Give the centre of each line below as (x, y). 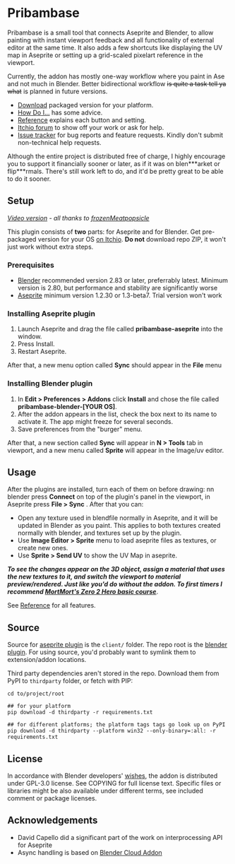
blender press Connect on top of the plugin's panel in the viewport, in (109, 497)
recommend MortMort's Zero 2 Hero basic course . (83, 592)
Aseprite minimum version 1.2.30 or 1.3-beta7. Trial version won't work (120, 295)
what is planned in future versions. (58, 91)
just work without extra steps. (50, 247)
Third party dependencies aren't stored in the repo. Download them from (113, 673)
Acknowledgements (53, 821)
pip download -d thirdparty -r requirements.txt (80, 712)
